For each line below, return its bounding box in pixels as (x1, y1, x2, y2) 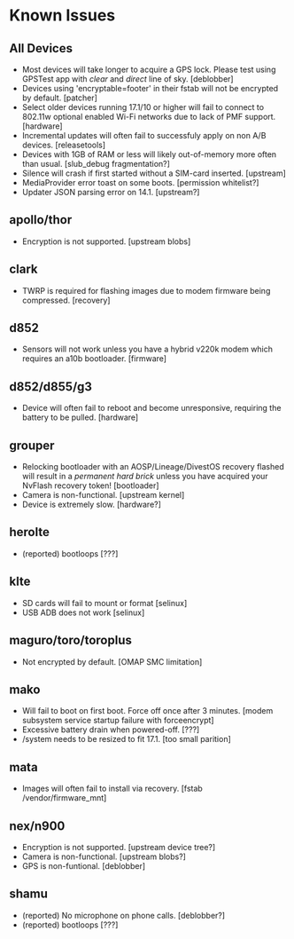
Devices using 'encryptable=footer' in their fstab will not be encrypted (21, 83, 279, 93)
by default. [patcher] (21, 92, 97, 103)
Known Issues (9, 5, 116, 26)
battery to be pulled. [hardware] (21, 412, 139, 422)
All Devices (9, 41, 73, 56)
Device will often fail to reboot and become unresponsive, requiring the (21, 403, 282, 414)
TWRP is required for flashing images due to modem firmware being (21, 285, 271, 296)
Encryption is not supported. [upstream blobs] (21, 236, 191, 247)
